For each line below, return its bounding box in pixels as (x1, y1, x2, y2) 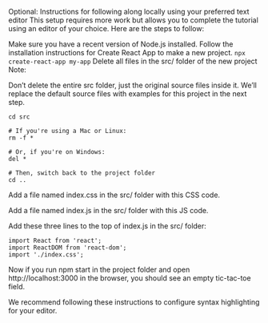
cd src (8, 113, 30, 121)
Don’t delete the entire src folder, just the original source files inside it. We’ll (8, 80, 258, 90)
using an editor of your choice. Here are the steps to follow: (8, 24, 205, 33)
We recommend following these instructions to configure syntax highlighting (8, 297, 260, 307)
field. (8, 282, 26, 291)
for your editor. (8, 306, 58, 315)
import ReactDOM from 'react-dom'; (8, 244, 127, 252)
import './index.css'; (8, 251, 84, 259)
